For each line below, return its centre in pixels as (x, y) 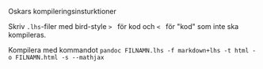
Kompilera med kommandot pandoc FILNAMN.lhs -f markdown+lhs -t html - (132, 50)
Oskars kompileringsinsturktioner (62, 11)
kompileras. (27, 35)
